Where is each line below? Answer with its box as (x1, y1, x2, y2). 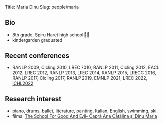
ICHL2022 (12, 80, 34, 86)
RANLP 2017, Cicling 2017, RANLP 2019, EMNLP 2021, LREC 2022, (12, 75, 148, 81)
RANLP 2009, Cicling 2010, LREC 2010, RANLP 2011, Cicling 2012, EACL (12, 64, 160, 70)
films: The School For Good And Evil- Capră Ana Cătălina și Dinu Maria (12, 113, 157, 119)
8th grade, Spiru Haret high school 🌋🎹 (12, 32, 90, 38)
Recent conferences (5, 52, 70, 60)
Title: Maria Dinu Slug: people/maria (5, 4, 79, 10)
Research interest (5, 95, 61, 103)
